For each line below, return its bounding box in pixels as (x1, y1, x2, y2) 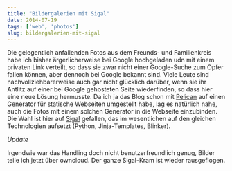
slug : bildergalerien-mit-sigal (7, 29, 100, 37)
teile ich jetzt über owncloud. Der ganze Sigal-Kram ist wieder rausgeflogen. (7, 156, 226, 165)
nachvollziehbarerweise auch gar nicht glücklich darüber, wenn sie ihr (7, 78, 207, 87)
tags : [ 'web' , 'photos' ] (7, 23, 79, 30)
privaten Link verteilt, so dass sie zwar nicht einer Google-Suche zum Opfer (7, 63, 224, 71)
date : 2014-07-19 (7, 17, 57, 24)
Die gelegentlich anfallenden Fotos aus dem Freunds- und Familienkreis (7, 48, 212, 57)
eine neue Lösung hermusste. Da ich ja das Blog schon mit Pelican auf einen (7, 93, 226, 101)
